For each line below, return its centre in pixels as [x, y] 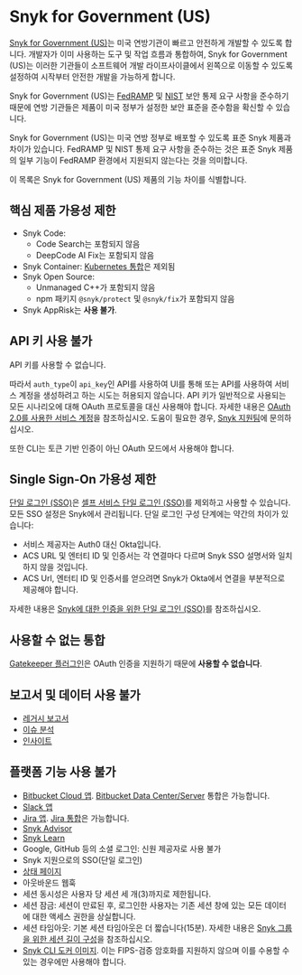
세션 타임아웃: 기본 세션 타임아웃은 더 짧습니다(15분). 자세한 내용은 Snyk [149, 927]
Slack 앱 [37, 807]
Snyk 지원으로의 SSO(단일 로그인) [82, 859]
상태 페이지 [42, 871]
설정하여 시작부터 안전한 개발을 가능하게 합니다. [92, 76]
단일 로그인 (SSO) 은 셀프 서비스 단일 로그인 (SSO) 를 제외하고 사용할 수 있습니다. [150, 502]
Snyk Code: [44, 233]
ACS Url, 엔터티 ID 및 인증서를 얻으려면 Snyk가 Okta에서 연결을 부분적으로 [154, 578]
